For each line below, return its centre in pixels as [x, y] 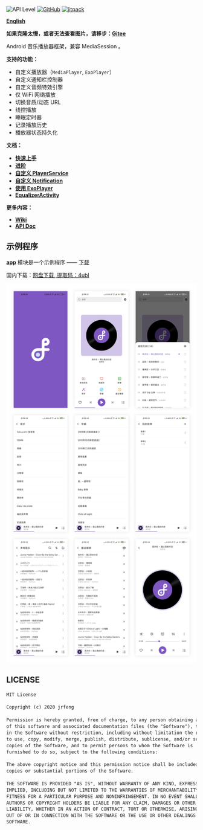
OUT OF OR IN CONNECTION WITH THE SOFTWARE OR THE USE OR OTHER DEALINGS [101, 816]
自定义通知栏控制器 [39, 79]
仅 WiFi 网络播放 [35, 95]
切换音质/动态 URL [38, 102]
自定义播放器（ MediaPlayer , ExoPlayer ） [65, 72]
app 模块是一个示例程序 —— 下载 [48, 262]
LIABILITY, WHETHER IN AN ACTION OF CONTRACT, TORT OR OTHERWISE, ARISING [102, 809]
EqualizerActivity [37, 195]
